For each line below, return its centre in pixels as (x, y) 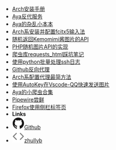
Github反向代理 (31, 69)
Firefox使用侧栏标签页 (39, 107)
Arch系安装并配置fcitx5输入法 (48, 31)
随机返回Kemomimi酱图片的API (50, 39)
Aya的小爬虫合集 (32, 92)
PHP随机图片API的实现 (40, 47)
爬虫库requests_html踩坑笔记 (48, 54)
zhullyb (33, 140)
